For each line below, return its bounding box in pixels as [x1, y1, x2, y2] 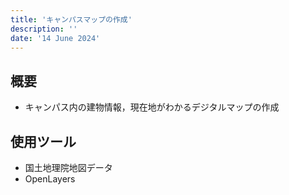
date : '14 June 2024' [10, 33, 101, 43]
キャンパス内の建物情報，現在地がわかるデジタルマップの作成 [24, 101, 280, 113]
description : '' [10, 24, 78, 34]
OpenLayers [24, 173, 76, 185]
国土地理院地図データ [24, 162, 113, 173]
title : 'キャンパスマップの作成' [10, 14, 133, 25]
